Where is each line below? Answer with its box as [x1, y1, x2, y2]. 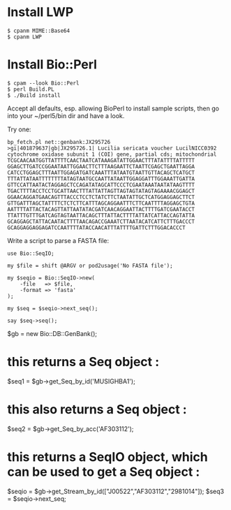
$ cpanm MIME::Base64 [7, 27, 70, 34]
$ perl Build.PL [7, 85, 54, 93]
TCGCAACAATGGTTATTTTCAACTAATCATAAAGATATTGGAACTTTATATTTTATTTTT [7, 156, 195, 164]
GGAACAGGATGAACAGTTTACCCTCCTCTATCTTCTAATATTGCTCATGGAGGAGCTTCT [7, 194, 195, 201]
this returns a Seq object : [7, 354, 160, 370]
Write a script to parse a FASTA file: [7, 236, 110, 245]
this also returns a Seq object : [7, 402, 187, 417]
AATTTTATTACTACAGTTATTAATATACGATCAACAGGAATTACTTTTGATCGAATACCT [7, 205, 195, 213]
